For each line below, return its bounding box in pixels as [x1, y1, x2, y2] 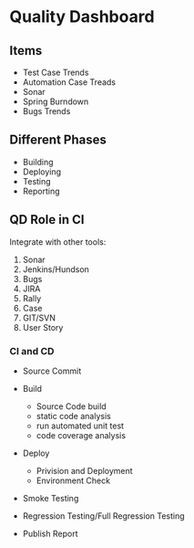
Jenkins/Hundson [22, 263, 89, 275]
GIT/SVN [22, 312, 56, 323]
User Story [22, 321, 64, 332]
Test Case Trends [22, 67, 89, 78]
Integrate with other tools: [9, 236, 107, 248]
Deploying [22, 166, 62, 177]
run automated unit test [36, 420, 125, 431]
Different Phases [9, 132, 107, 148]
